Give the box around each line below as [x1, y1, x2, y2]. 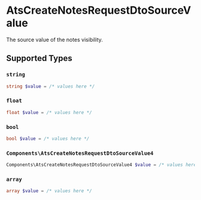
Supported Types [6, 53, 73, 63]
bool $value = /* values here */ [6, 136, 90, 141]
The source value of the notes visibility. [6, 36, 103, 43]
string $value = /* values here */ [6, 83, 95, 90]
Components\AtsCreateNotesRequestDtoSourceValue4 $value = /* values [6, 162, 184, 168]
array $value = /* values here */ [6, 188, 93, 194]
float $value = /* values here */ [6, 109, 93, 115]
